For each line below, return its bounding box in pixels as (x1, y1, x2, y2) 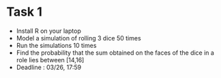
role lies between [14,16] (16, 55, 85, 64)
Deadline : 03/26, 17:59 (16, 63, 82, 71)
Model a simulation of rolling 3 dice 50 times (16, 34, 141, 42)
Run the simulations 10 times (16, 41, 97, 49)
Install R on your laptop (16, 27, 81, 35)
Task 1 (6, 4, 42, 20)
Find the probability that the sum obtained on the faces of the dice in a (16, 49, 214, 57)
